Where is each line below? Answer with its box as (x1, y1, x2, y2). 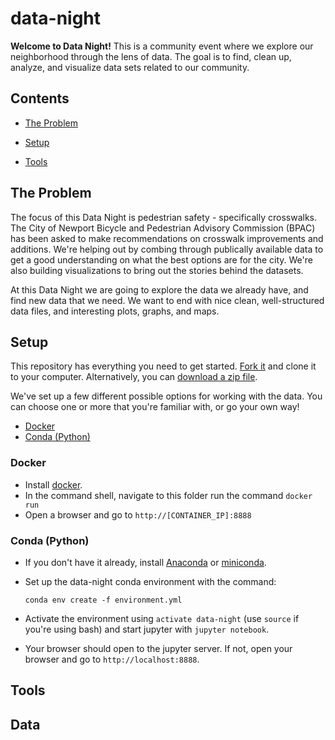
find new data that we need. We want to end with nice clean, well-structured (10, 294, 325, 306)
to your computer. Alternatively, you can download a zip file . (10, 371, 258, 383)
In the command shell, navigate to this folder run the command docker (24, 489, 313, 501)
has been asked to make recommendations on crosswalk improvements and (10, 232, 324, 244)
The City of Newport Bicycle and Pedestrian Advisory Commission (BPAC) (10, 222, 316, 234)
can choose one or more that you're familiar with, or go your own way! (10, 401, 300, 413)
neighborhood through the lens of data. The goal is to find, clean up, (10, 50, 292, 62)
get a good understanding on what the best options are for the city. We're (10, 253, 313, 266)
